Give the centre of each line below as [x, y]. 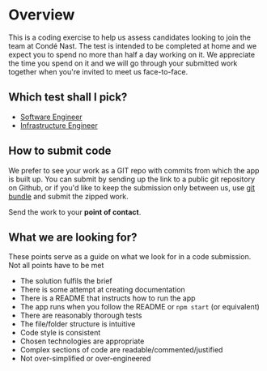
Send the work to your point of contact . [75, 211]
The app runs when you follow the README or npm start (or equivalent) [140, 307]
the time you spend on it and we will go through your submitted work [123, 63]
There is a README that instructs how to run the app [108, 298]
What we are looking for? [73, 237]
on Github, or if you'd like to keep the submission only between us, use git [132, 187]
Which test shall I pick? [68, 98]
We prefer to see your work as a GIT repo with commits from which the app [134, 170]
